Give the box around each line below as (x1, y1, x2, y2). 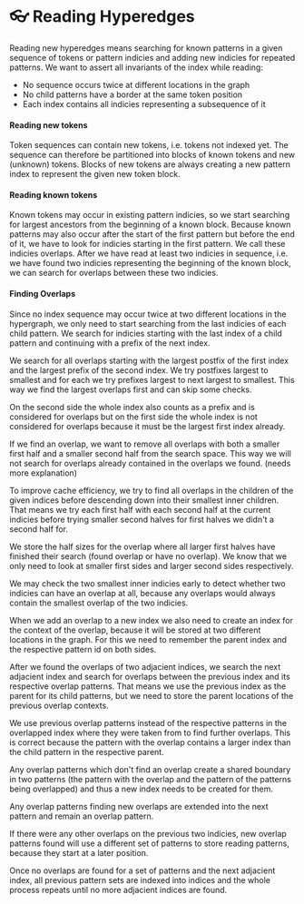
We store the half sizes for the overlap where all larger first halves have (9, 541, 276, 552)
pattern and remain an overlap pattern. (9, 811, 154, 821)
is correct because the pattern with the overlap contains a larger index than (9, 736, 291, 748)
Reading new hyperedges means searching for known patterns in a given (9, 42, 283, 54)
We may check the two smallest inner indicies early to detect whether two (9, 577, 286, 589)
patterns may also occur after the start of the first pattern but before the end (9, 229, 295, 240)
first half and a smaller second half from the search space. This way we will (9, 447, 292, 458)
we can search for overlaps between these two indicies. (9, 268, 219, 279)
